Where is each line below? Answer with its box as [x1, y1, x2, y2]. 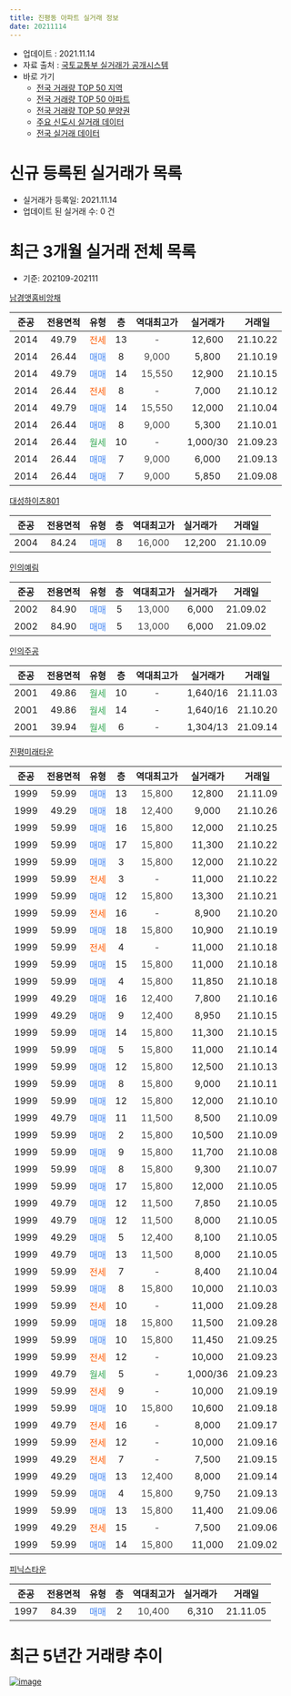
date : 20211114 [9, 22, 67, 31]
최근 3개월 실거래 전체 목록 [9, 241, 196, 262]
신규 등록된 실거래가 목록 [9, 163, 183, 183]
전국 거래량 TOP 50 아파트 [35, 93, 130, 105]
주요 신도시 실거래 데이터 [35, 116, 125, 127]
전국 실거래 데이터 [35, 127, 100, 138]
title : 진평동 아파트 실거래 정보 [9, 13, 119, 23]
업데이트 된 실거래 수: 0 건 [22, 206, 115, 217]
